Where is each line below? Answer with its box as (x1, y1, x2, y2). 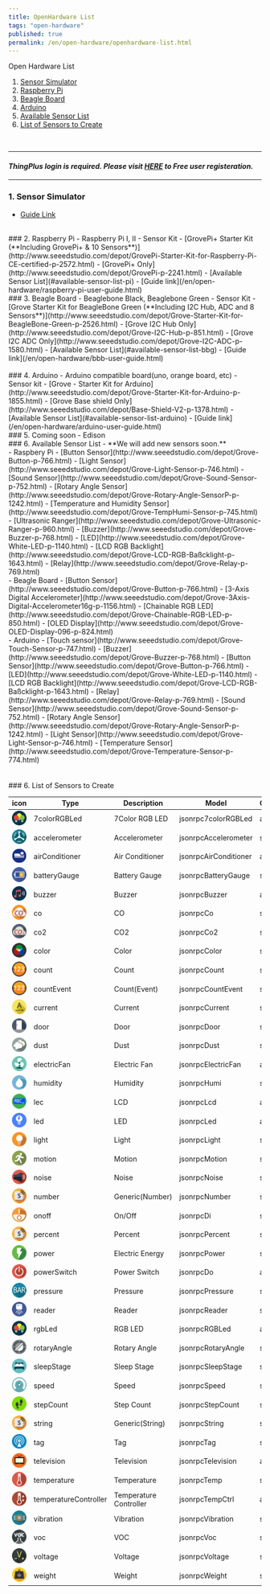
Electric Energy (113, 1248, 165, 1258)
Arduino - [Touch (13, 635, 71, 645)
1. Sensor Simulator (8, 191, 86, 203)
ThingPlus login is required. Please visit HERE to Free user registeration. (8, 161, 254, 170)
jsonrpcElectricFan (179, 1059, 242, 1069)
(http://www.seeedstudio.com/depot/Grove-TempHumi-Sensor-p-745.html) (8, 507, 259, 516)
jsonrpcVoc (179, 1533, 217, 1543)
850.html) (8, 618, 41, 627)
